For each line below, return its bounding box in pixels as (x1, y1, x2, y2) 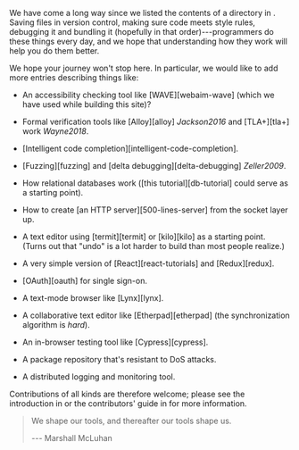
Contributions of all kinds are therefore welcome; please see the (9, 388, 245, 399)
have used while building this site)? (21, 99, 152, 110)
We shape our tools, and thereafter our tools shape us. (30, 415, 232, 426)
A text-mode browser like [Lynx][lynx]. (21, 293, 164, 303)
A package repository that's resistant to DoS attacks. (21, 354, 217, 364)
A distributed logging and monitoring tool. (21, 371, 176, 382)
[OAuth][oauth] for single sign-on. (21, 276, 147, 286)
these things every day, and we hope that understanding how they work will (9, 36, 288, 46)
